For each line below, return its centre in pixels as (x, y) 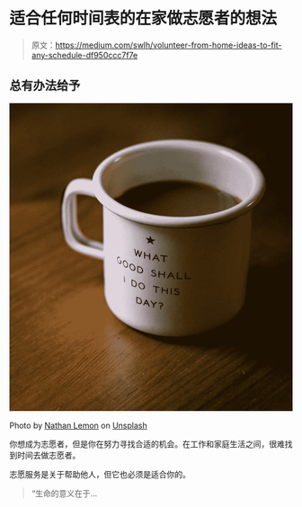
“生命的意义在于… (64, 493)
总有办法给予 (45, 86)
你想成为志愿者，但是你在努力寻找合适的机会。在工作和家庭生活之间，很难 (147, 444)
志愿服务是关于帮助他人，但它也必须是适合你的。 (100, 474)
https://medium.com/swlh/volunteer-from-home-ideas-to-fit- (169, 45)
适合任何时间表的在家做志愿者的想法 (143, 18)
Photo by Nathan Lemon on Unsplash (78, 425)
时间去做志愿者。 (49, 455)
